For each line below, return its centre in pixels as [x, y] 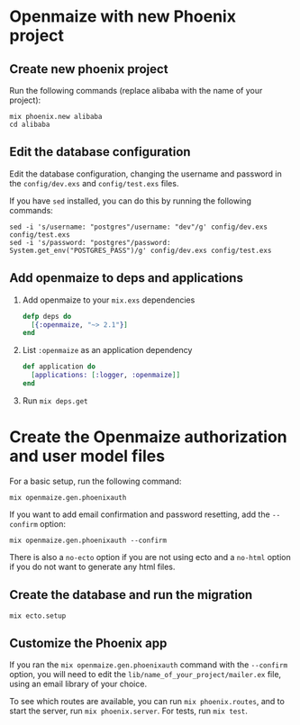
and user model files [87, 456]
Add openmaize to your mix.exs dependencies [109, 300]
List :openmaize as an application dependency [107, 350]
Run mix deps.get [55, 400]
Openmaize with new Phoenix [123, 17]
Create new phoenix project [89, 69]
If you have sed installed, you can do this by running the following [131, 201]
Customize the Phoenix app [88, 643]
